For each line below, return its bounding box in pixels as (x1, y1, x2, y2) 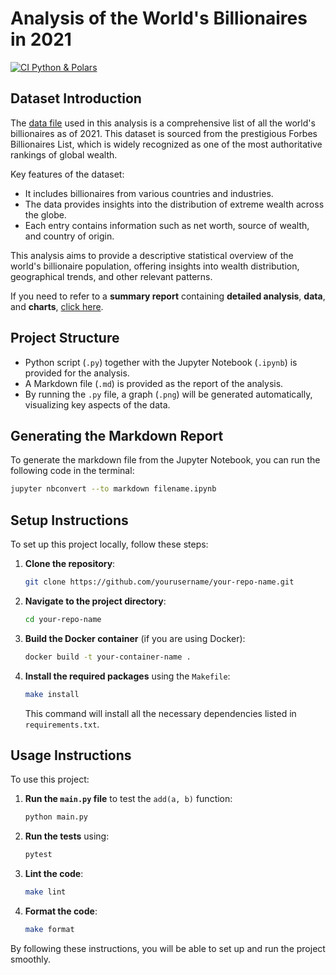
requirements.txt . (24, 718, 100, 730)
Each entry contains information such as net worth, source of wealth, (24, 219, 310, 231)
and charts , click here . (10, 300, 104, 312)
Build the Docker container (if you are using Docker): (24, 632, 246, 644)
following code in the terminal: (10, 465, 135, 477)
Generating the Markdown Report (10, 427, 224, 444)
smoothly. (10, 953, 52, 965)
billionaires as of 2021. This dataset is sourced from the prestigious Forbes (10, 127, 318, 139)
